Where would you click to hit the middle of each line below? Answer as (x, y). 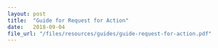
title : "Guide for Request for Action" (68, 20)
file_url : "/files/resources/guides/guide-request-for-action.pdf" (110, 34)
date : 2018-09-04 (36, 27)
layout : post (27, 14)
